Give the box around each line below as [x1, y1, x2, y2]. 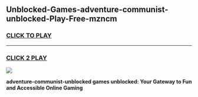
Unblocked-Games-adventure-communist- [6, 5, 169, 15]
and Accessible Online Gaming [6, 84, 83, 91]
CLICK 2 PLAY [6, 53, 47, 62]
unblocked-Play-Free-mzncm [6, 14, 117, 24]
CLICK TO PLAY [6, 32, 52, 40]
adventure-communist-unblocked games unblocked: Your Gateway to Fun [6, 78, 192, 85]
